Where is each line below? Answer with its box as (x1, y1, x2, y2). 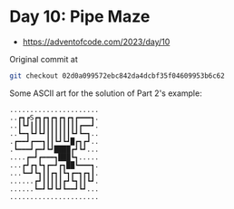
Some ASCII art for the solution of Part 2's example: (9, 88, 202, 99)
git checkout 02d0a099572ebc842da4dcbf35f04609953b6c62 (9, 71, 225, 81)
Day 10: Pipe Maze (9, 6, 151, 27)
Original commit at (9, 53, 79, 64)
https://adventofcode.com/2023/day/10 (22, 36, 171, 47)
